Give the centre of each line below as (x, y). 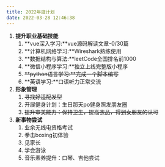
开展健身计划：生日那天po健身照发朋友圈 (76, 104)
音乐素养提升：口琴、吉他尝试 (62, 158)
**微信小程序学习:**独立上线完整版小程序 (76, 66)
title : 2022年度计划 (31, 12)
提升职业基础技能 (37, 36)
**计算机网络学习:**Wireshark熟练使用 (73, 51)
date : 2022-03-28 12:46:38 (41, 18)
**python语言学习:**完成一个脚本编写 (71, 74)
